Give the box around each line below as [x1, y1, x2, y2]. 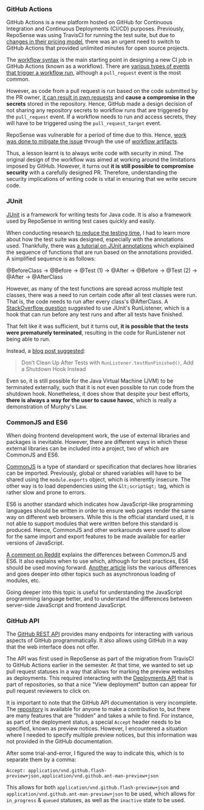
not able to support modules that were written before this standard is [6, 520, 178, 527]
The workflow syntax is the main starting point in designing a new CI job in [6, 56, 193, 64]
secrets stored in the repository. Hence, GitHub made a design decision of [6, 100, 193, 107]
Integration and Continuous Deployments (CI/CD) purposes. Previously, [6, 25, 185, 32]
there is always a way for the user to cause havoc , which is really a [6, 396, 177, 404]
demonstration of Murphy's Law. [6, 403, 88, 410]
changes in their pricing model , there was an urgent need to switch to [6, 38, 180, 46]
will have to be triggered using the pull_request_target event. [6, 120, 162, 127]
